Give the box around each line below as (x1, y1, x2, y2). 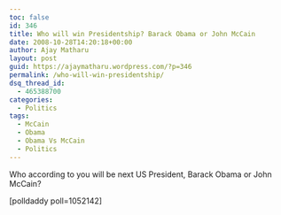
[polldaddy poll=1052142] (9, 196, 103, 206)
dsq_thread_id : (9, 79, 66, 88)
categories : (9, 95, 53, 104)
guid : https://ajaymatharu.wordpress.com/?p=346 (9, 63, 192, 72)
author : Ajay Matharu (9, 46, 90, 55)
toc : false (9, 12, 50, 22)
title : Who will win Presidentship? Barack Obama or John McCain (9, 29, 255, 38)
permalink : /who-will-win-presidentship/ (9, 71, 165, 80)
